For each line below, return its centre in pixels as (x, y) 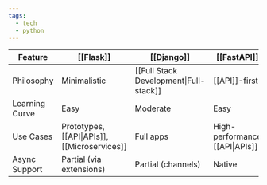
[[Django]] (170, 57)
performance (238, 136)
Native (225, 164)
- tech (26, 23)
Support (27, 170)
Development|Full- (170, 81)
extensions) (83, 170)
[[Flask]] (94, 57)
